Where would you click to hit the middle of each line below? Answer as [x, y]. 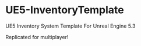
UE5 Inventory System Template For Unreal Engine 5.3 [70, 26]
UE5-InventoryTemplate [65, 10]
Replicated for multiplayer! [37, 37]
